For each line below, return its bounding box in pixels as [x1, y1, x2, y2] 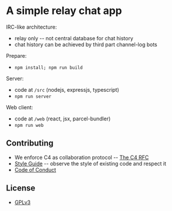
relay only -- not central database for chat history [14, 34, 134, 41]
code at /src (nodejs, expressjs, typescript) [14, 86, 120, 93]
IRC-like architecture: [6, 23, 57, 30]
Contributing [6, 139, 54, 148]
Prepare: [6, 52, 27, 59]
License [6, 183, 36, 193]
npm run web [14, 122, 44, 128]
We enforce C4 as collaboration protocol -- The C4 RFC [14, 154, 149, 161]
